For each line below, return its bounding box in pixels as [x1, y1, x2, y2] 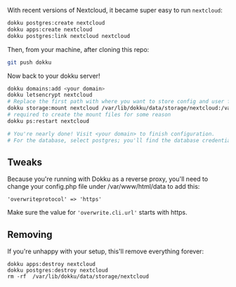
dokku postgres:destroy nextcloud [7, 267, 109, 274]
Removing [7, 228, 53, 241]
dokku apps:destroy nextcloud [7, 261, 96, 268]
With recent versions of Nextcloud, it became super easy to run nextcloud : [7, 6, 223, 14]
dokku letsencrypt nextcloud [7, 91, 93, 99]
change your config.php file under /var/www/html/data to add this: [7, 182, 200, 191]
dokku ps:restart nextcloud [7, 117, 90, 125]
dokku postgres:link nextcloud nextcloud [7, 32, 131, 39]
